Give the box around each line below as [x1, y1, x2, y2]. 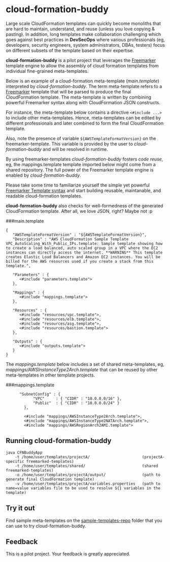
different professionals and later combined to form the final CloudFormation [6, 120, 164, 126]
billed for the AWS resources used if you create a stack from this [6, 259, 154, 264]
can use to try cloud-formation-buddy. [6, 522, 86, 529]
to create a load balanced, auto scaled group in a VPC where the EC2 [6, 245, 158, 251]
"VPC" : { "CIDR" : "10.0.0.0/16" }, [32, 396, 122, 401]
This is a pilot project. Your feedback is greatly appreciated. [6, 551, 131, 557]
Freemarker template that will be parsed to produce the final [6, 88, 131, 95]
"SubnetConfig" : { [19, 391, 60, 397]
